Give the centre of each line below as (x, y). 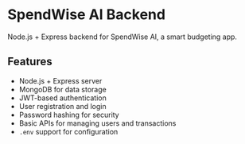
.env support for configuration (68, 131)
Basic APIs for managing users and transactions (97, 123)
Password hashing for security (69, 115)
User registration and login (62, 106)
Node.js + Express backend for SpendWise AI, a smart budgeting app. (122, 37)
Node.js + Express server (60, 80)
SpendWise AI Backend (87, 15)
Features (30, 62)
